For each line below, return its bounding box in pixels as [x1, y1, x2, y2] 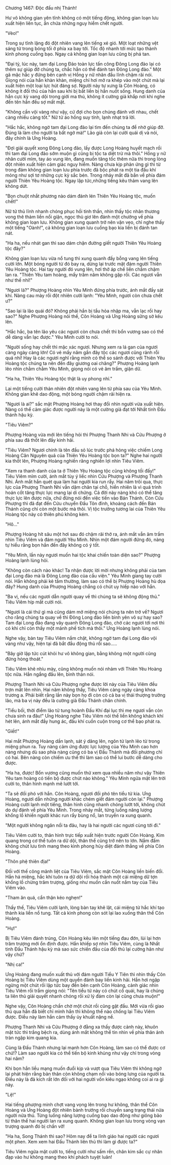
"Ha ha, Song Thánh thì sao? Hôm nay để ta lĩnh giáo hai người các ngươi [5, 1133, 159, 1139]
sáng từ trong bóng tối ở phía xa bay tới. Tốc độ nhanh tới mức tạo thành [5, 46, 157, 51]
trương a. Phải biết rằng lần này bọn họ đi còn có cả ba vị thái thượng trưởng [5, 692, 166, 698]
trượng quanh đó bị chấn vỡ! [5, 1124, 65, 1129]
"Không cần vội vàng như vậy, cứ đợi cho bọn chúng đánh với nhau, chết [5, 109, 159, 115]
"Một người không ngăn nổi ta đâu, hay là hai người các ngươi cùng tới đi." [5, 822, 161, 828]
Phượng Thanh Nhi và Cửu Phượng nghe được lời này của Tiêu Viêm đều [5, 681, 158, 687]
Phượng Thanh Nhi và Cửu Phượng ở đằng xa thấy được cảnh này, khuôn [5, 1024, 158, 1030]
